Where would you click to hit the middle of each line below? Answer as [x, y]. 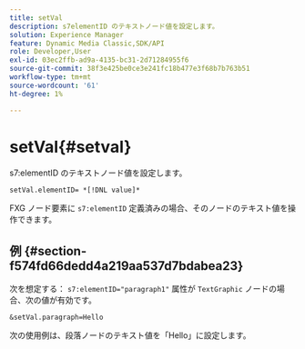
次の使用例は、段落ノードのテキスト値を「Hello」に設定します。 [130, 335]
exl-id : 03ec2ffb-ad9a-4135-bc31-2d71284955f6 [99, 60]
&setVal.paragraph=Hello [56, 318]
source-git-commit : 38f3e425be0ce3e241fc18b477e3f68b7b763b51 [130, 69]
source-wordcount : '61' [55, 85]
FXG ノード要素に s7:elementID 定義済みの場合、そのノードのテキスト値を [149, 208]
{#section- [56, 251]
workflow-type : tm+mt [51, 77]
